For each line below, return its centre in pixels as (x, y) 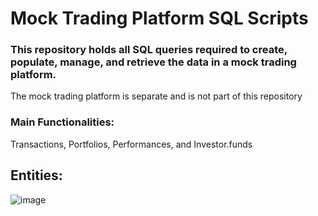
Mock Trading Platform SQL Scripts (159, 18)
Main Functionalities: (62, 122)
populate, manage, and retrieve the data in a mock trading (153, 62)
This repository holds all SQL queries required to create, (149, 50)
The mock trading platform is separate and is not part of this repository (156, 96)
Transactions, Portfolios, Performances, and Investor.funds (131, 144)
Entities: (36, 175)
